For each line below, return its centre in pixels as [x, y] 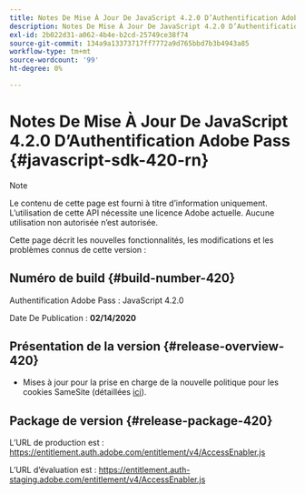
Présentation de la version [85, 347]
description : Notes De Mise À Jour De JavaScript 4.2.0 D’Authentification [156, 26]
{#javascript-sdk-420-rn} [109, 161]
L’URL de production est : [57, 443]
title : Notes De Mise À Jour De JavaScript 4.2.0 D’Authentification [144, 18]
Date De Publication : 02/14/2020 [73, 318]
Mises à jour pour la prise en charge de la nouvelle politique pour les [151, 382]
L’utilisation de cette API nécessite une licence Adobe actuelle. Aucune [142, 212]
